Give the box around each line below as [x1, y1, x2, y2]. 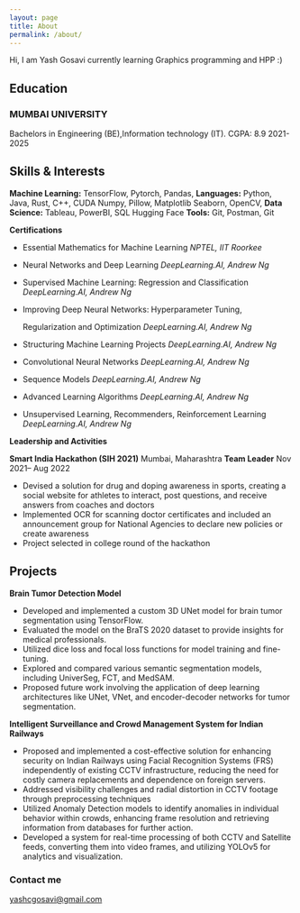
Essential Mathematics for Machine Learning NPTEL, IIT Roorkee [22, 242, 263, 252]
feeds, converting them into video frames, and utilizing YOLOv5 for [22, 841, 271, 852]
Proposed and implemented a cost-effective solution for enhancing [22, 745, 272, 756]
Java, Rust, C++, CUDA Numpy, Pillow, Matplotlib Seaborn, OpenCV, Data [9, 197, 283, 208]
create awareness [22, 528, 90, 539]
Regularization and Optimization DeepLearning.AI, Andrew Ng [22, 321, 252, 332]
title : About [9, 22, 59, 31]
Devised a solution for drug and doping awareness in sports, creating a [22, 479, 286, 491]
